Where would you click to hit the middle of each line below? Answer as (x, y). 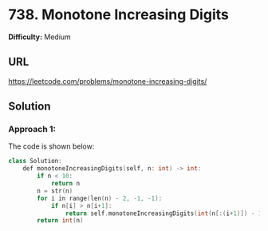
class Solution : (35, 161)
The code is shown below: (51, 146)
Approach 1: (32, 129)
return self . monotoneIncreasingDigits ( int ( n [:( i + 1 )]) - (160, 213)
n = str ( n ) (55, 191)
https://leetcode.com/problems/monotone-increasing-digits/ (108, 81)
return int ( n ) (60, 221)
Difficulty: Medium (40, 37)
